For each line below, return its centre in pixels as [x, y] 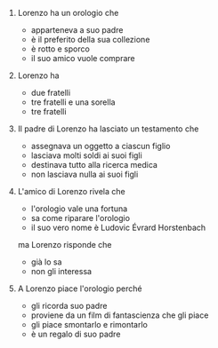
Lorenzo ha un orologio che [68, 13]
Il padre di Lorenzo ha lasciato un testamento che [108, 129]
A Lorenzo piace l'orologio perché [80, 289]
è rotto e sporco [61, 49]
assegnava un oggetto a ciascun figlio [101, 146]
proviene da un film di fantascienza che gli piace [120, 315]
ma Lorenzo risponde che [65, 245]
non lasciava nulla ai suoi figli [85, 174]
